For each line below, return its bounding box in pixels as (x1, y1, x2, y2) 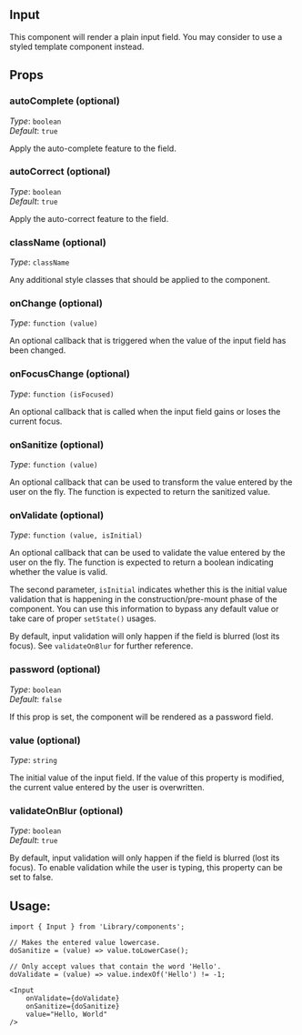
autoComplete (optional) (9, 95, 121, 107)
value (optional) (9, 734, 81, 747)
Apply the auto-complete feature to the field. (9, 143, 177, 154)
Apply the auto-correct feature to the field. (9, 213, 169, 224)
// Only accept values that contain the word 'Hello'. (9, 961, 222, 971)
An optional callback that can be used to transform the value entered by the (9, 477, 293, 487)
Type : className (9, 256, 70, 267)
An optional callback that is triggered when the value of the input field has (9, 336, 287, 347)
